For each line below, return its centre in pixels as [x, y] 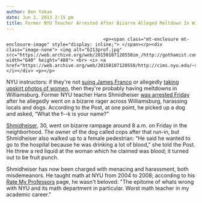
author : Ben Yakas [29, 12]
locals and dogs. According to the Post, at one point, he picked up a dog [96, 108]
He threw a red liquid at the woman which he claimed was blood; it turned [97, 151]
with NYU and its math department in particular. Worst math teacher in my [98, 188]
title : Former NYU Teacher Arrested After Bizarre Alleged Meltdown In [98, 23]
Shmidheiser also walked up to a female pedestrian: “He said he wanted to [98, 138]
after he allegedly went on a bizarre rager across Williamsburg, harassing [97, 101]
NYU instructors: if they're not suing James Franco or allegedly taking [93, 82]
